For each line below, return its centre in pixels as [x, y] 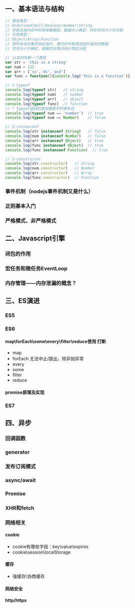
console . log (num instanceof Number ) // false [56, 136]
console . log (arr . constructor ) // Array [49, 173]
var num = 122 [20, 67]
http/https [16, 601]
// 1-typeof [17, 85]
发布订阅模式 [21, 466]
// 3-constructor [23, 159]
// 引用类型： [18, 35]
